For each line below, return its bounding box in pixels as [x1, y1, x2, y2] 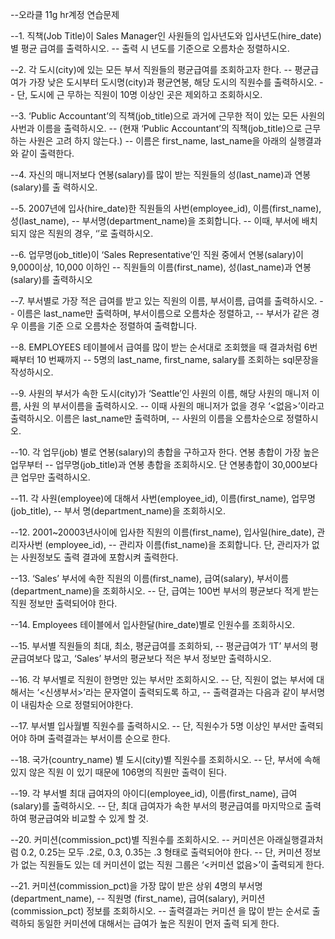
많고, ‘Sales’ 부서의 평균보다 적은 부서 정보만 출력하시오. [53, 653, 272, 664]
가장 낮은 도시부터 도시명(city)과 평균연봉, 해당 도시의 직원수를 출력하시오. [28, 76, 317, 88]
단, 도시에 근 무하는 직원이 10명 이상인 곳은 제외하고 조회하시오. [16, 89, 263, 100]
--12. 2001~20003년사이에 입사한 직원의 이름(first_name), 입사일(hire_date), [10, 526, 315, 538]
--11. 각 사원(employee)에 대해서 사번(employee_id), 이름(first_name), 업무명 [10, 493, 316, 504]
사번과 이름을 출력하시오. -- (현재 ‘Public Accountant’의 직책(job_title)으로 [10, 123, 303, 134]
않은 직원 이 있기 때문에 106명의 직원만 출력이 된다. [28, 766, 228, 778]
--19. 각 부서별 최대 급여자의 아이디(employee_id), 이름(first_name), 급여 [10, 788, 298, 799]
